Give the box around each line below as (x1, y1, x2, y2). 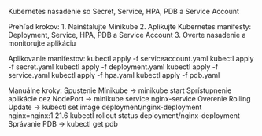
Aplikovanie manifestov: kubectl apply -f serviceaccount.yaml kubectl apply (8, 54, 254, 63)
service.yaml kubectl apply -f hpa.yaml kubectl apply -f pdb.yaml (8, 71, 220, 79)
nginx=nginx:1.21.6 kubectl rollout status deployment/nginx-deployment (8, 111, 240, 120)
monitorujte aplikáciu (8, 39, 76, 48)
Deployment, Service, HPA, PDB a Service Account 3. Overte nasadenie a (8, 31, 246, 39)
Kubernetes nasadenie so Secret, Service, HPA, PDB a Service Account (8, 7, 240, 16)
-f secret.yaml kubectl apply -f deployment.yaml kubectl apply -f (8, 62, 219, 72)
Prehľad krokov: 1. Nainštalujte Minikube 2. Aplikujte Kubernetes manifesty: (8, 22, 252, 31)
